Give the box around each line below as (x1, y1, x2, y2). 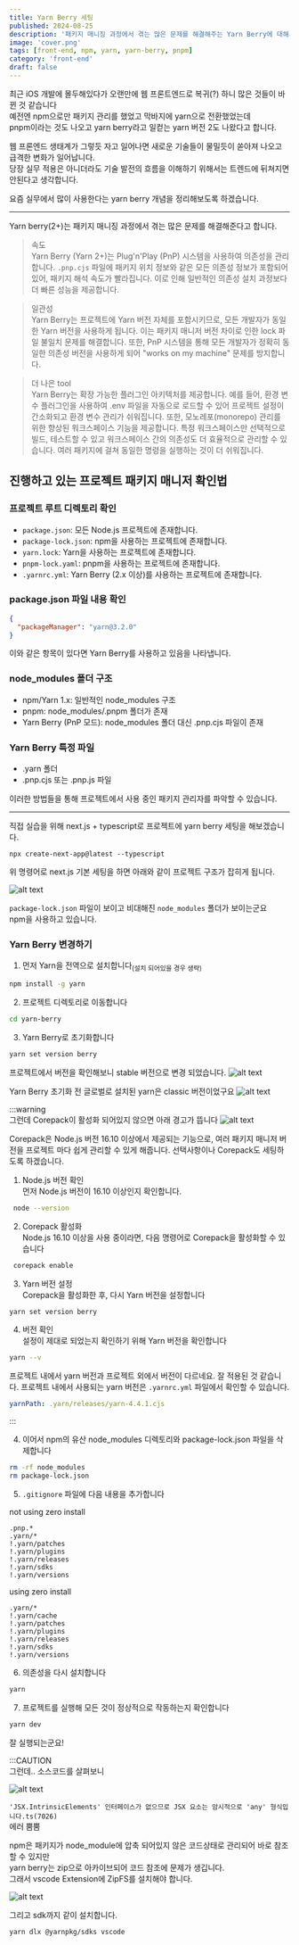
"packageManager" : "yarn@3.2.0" (17, 622, 138, 632)
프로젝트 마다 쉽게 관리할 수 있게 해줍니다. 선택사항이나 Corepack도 (25, 1144, 261, 1155)
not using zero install (9, 1506, 86, 1517)
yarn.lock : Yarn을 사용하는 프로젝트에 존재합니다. (21, 546, 197, 558)
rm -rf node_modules (9, 1463, 86, 1472)
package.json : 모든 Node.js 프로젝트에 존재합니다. (21, 524, 198, 535)
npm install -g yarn (9, 980, 86, 989)
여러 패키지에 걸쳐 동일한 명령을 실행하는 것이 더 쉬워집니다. (57, 444, 264, 455)
